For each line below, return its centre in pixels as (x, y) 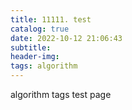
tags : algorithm (44, 66)
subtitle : (31, 47)
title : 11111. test (51, 19)
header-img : (35, 57)
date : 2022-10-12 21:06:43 (66, 38)
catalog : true (40, 29)
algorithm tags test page (61, 94)
